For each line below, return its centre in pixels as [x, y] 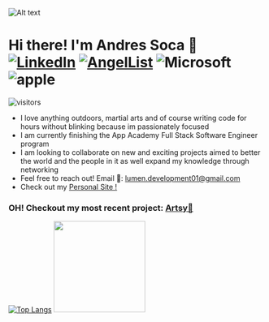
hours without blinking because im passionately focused [115, 127]
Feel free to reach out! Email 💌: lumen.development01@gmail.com [130, 178]
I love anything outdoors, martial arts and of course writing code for [133, 118]
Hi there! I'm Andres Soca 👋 [103, 45]
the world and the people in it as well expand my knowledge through [134, 161]
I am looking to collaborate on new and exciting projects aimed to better [140, 152]
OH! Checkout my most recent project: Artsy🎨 [101, 208]
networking [39, 170]
